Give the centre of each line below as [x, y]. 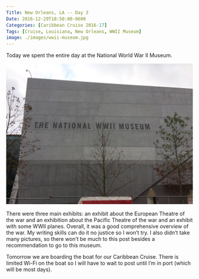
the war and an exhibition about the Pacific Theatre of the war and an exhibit [99, 220]
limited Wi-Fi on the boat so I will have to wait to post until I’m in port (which [99, 263]
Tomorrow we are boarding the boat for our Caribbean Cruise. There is [92, 257]
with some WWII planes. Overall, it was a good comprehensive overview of [97, 227]
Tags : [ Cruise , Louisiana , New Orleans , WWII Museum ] [74, 32]
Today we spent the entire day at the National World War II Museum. [89, 55]
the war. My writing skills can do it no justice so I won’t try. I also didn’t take [98, 233]
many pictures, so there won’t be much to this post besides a [81, 239]
